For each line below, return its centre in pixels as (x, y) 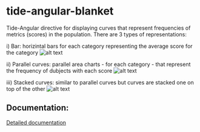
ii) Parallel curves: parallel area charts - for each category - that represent (98, 64)
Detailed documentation (36, 122)
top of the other (26, 88)
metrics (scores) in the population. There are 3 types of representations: (96, 34)
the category (22, 52)
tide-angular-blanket (60, 11)
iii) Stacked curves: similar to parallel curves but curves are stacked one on (100, 82)
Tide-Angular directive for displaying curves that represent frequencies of (98, 28)
